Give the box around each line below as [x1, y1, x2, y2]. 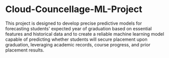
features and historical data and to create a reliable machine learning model [5, 31, 164, 37]
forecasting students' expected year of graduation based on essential [5, 25, 152, 31]
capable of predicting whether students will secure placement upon [5, 36, 148, 42]
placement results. [5, 47, 44, 53]
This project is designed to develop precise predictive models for [5, 20, 142, 26]
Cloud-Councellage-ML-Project [5, 4, 142, 15]
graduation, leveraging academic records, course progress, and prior [5, 41, 151, 47]
